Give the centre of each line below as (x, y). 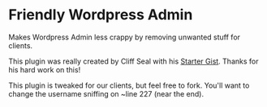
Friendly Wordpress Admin (101, 15)
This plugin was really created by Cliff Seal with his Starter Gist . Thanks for (133, 61)
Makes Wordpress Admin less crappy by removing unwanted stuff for (125, 37)
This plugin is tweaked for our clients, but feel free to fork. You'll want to (129, 85)
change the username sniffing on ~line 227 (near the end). (106, 93)
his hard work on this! (45, 69)
